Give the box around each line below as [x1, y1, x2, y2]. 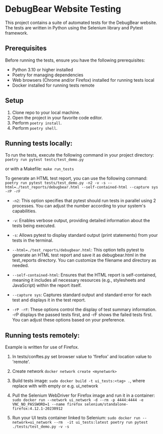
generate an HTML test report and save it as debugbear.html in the [12, 252, 146, 258]
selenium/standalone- [84, 402, 128, 407]
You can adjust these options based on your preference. [12, 317, 125, 323]
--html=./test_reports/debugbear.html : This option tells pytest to [12, 247, 144, 253]
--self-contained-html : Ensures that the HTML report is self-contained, [12, 272, 157, 278]
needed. [12, 263, 29, 269]
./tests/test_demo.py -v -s [12, 424, 69, 429]
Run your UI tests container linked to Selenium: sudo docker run [12, 415, 141, 421]
